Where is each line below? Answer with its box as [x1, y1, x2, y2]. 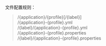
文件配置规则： [5, 4, 36, 10]
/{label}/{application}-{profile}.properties [17, 35, 102, 41]
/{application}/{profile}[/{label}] [17, 14, 82, 20]
